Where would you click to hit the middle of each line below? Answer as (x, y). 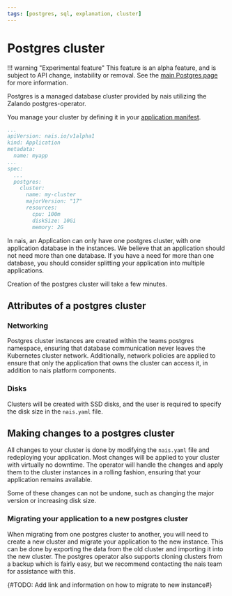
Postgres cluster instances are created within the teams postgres (101, 341)
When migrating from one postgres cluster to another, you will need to (108, 534)
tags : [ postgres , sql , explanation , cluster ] (74, 14)
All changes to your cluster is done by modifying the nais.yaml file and (109, 450)
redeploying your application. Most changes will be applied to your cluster (114, 458)
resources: (41, 208)
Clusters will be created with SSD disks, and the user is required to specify (114, 404)
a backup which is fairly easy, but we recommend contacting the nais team (115, 564)
